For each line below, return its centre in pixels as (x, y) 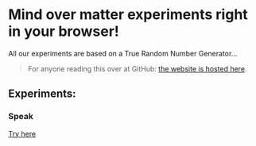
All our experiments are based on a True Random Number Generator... (123, 53)
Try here (22, 133)
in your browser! (64, 31)
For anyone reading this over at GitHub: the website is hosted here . (137, 68)
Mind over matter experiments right (128, 15)
